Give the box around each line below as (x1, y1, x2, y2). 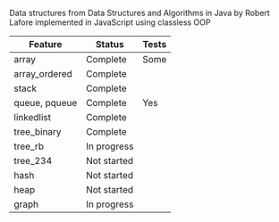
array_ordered (13, 68, 73, 79)
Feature (28, 38, 63, 50)
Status (95, 38, 124, 50)
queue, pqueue (13, 97, 78, 109)
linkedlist (13, 111, 52, 123)
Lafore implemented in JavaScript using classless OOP (9, 17, 211, 28)
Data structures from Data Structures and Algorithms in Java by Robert (9, 8, 270, 18)
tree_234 (13, 155, 53, 167)
